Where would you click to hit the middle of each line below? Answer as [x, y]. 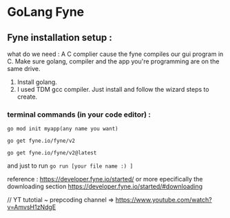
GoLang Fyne [46, 12]
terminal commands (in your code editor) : [79, 115]
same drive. [24, 69]
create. [27, 97]
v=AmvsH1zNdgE [32, 207]
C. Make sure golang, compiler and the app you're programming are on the [113, 61]
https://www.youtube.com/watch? [164, 200]
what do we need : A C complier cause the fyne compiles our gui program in [115, 54]
